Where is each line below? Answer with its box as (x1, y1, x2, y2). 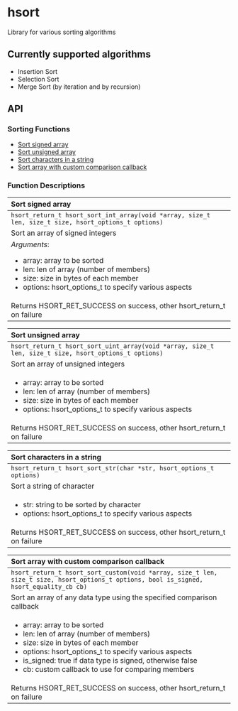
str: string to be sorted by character (23, 499, 141, 509)
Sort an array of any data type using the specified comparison (11, 592, 217, 602)
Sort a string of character (11, 481, 95, 491)
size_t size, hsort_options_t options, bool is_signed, (11, 575, 203, 583)
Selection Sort (17, 75, 59, 83)
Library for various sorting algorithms (7, 28, 116, 36)
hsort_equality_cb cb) (11, 582, 87, 590)
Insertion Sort (17, 67, 58, 75)
